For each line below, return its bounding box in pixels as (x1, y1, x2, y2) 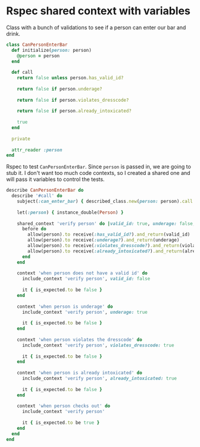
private (11, 136, 31, 142)
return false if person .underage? (17, 86, 102, 92)
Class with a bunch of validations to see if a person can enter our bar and (6, 24, 186, 31)
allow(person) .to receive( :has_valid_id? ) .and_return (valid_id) (27, 232, 190, 237)
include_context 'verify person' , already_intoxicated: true (21, 376, 177, 382)
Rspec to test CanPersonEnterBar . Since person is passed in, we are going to (6, 163, 192, 170)
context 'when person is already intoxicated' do (17, 370, 143, 376)
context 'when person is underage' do (17, 304, 113, 310)
